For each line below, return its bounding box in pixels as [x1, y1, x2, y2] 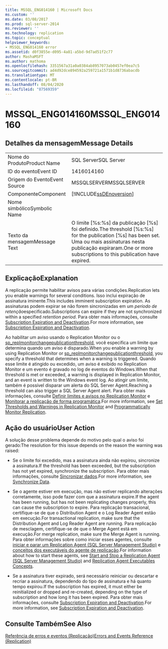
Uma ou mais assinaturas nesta [71, 238, 145, 245]
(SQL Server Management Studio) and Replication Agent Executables [12, 558, 155, 564]
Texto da [7, 232, 28, 239]
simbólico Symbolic [7, 204, 52, 211]
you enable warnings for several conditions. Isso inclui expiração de [5, 292, 145, 299]
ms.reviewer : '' [5, 26, 39, 31]
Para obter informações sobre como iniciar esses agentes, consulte [12, 536, 152, 543]
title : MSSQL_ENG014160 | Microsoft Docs [5, 7, 93, 13]
